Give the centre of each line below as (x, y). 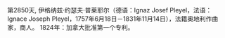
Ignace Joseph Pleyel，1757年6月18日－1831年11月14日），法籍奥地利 (107, 19)
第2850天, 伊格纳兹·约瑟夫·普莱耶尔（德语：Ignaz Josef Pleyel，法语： (110, 10)
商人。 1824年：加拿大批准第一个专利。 (77, 27)
